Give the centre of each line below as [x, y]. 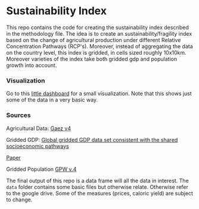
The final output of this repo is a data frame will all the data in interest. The [97, 180]
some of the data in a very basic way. [52, 100]
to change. [19, 199]
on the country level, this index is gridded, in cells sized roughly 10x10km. [96, 52]
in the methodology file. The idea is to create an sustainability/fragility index [99, 33]
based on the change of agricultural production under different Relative [94, 40]
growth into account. [32, 65]
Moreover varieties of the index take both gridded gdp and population [92, 59]
